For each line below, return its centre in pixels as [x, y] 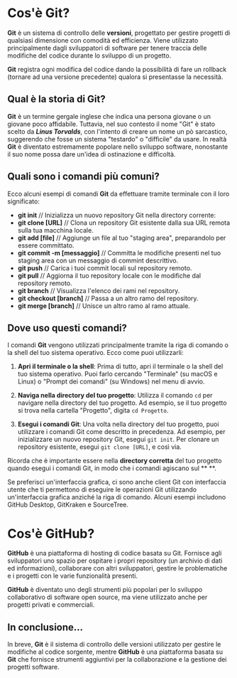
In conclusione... [45, 627]
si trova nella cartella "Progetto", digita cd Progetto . [93, 410]
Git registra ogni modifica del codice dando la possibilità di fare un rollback [117, 69]
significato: [24, 201]
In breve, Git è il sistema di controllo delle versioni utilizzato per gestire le [114, 645]
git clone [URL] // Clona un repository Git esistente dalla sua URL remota [124, 223]
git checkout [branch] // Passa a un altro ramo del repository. [108, 298]
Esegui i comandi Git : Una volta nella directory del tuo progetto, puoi [118, 424]
